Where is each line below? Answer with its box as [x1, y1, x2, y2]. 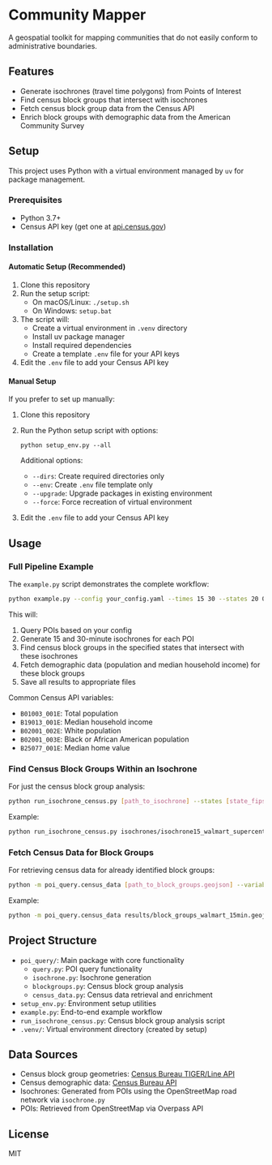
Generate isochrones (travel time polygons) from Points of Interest [19, 86, 241, 96]
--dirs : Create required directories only [32, 471, 164, 481]
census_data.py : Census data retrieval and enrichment [32, 990, 213, 999]
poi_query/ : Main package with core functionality [19, 955, 185, 965]
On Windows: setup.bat [32, 306, 112, 316]
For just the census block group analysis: [8, 781, 146, 792]
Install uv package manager [32, 331, 125, 342]
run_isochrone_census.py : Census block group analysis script [19, 1016, 225, 1025]
